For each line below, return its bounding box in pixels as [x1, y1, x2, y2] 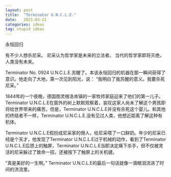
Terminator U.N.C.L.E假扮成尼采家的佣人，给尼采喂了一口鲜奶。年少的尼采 [5, 130, 161, 136]
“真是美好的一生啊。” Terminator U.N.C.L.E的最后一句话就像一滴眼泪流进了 [5, 160, 160, 166]
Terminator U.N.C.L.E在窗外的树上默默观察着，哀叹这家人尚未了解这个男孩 [5, 100, 161, 106]
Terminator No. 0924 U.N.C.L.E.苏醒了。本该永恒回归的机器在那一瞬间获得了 [5, 70, 166, 76]
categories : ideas [5, 22, 44, 27]
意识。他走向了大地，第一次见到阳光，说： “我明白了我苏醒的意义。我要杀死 [5, 76, 165, 82]
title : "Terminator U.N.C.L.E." [5, 12, 77, 17]
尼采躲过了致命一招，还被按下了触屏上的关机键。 [14, 149, 117, 155]
